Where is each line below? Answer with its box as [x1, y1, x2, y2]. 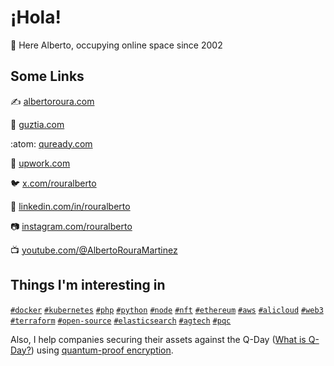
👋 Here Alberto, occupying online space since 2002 [10, 39, 223, 51]
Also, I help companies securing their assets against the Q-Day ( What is [10, 333, 307, 345]
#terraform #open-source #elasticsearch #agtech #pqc [10, 316, 232, 326]
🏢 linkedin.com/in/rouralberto [10, 200, 131, 212]
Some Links [10, 68, 85, 85]
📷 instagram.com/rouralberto [10, 220, 133, 232]
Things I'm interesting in [10, 277, 166, 294]
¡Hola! [10, 6, 62, 29]
